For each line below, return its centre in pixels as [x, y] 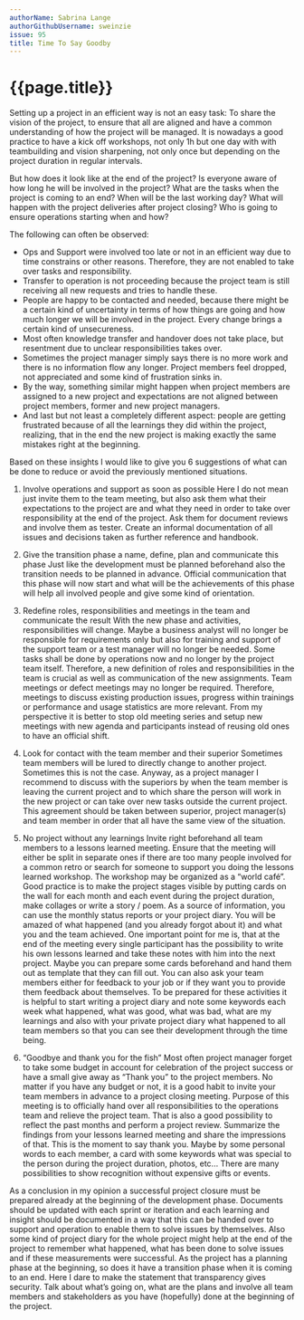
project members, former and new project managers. [121, 406]
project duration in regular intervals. [76, 161]
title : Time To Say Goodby [60, 43]
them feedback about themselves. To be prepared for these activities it [155, 992]
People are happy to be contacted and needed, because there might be [156, 301]
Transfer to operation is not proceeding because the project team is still [156, 281]
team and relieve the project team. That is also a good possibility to [147, 1115]
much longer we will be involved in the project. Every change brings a [152, 320]
